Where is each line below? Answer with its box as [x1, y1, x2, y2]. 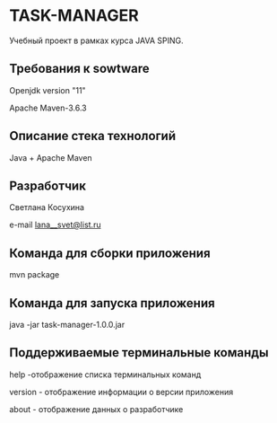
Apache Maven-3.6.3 [9, 102, 87, 113]
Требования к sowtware [9, 61, 150, 76]
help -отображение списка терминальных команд [9, 369, 202, 380]
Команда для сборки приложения [9, 245, 211, 260]
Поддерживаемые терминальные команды [9, 345, 269, 360]
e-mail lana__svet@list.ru [9, 219, 101, 230]
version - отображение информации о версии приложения [9, 386, 234, 397]
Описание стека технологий [9, 128, 177, 144]
